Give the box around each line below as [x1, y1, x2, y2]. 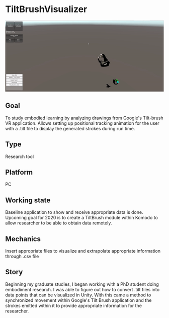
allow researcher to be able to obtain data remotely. [5, 220, 112, 226]
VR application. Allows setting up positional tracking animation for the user [5, 120, 159, 126]
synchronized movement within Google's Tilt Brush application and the [5, 297, 152, 303]
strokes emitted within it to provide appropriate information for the [5, 302, 142, 308]
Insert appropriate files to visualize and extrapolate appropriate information [5, 248, 161, 254]
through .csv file [5, 253, 39, 259]
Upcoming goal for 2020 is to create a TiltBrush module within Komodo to [5, 215, 158, 221]
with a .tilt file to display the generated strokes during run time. [5, 125, 135, 131]
